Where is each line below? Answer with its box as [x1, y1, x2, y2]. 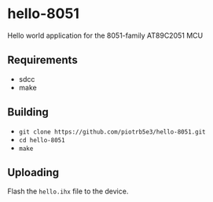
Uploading [7, 166, 60, 179]
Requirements [7, 53, 78, 67]
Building [7, 105, 49, 119]
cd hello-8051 [18, 136, 65, 144]
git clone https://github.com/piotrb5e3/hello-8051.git [18, 127, 206, 136]
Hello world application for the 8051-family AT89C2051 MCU [7, 31, 204, 40]
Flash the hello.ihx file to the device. [7, 186, 129, 196]
